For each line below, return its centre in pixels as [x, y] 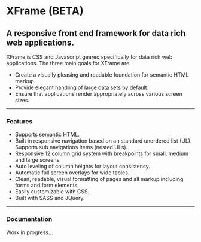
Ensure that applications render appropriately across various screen [98, 94]
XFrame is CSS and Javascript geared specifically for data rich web [89, 57]
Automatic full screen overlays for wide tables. [72, 173]
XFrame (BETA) [45, 11]
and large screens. [38, 160]
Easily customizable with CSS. [52, 192]
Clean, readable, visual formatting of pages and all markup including [99, 179]
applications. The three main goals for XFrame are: [69, 63]
